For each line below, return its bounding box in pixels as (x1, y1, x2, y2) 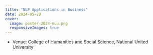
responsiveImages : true (9, 26, 59, 30)
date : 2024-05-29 (5, 12, 41, 17)
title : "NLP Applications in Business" (5, 7, 88, 12)
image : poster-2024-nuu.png (9, 21, 68, 26)
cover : (5, 16, 19, 21)
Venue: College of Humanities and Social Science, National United (12, 39, 149, 45)
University (12, 44, 34, 50)
